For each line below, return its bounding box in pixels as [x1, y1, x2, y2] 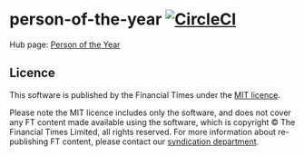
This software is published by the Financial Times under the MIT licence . [9, 89, 281, 100]
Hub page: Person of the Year [9, 39, 121, 50]
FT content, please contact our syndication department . [50, 136, 260, 147]
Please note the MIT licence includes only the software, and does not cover [9, 107, 292, 118]
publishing [9, 136, 49, 147]
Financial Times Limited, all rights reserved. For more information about [9, 126, 277, 137]
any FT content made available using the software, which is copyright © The [9, 116, 296, 127]
